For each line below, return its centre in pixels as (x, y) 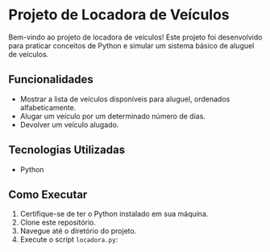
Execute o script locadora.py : (69, 240)
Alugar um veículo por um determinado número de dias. (112, 116)
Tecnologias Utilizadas (67, 150)
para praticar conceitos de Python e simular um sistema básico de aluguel (131, 45)
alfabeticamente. (48, 107)
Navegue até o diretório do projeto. (78, 231)
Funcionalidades (51, 79)
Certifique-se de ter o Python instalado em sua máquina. (114, 214)
